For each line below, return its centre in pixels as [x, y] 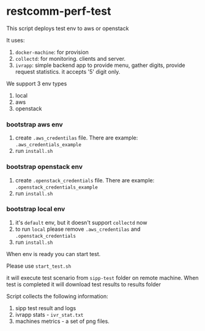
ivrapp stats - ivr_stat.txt [49, 314]
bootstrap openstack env [44, 167]
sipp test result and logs [46, 308]
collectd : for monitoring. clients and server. [70, 58]
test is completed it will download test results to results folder [84, 284]
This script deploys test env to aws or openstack [68, 28]
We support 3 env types [37, 84]
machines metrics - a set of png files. [62, 321]
